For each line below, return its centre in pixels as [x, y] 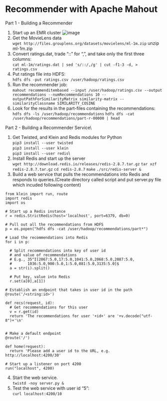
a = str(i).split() [30, 268]
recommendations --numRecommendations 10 [56, 95]
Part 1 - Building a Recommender [39, 23]
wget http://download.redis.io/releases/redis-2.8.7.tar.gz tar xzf [84, 164]
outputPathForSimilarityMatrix [45, 99]
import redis [19, 198]
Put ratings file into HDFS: [39, 74]
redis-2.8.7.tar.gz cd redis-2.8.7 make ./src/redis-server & [77, 169]
